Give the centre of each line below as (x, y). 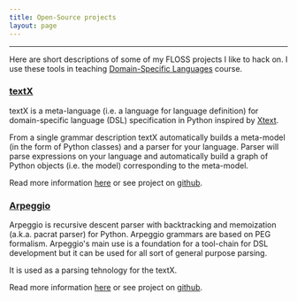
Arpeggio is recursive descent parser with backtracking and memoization (143, 225)
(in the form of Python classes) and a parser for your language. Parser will (144, 146)
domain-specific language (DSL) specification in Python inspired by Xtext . (144, 120)
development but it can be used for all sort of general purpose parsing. (138, 253)
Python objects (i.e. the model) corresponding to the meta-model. (129, 166)
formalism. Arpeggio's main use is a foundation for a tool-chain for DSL (139, 243)
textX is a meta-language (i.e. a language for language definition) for (134, 111)
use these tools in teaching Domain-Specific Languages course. (126, 68)
